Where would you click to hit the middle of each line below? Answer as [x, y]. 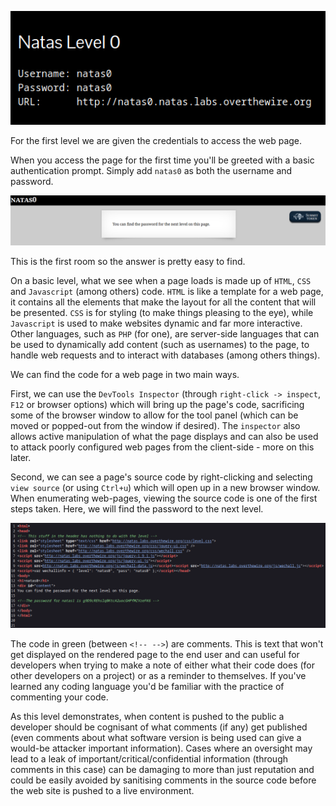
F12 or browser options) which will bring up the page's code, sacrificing [157, 404]
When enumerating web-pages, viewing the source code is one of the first [164, 498]
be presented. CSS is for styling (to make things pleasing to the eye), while [162, 312]
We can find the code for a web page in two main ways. [125, 374]
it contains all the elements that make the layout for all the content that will [163, 302]
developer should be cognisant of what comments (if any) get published [159, 727]
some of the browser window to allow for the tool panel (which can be [154, 415]
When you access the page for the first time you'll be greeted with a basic [162, 160]
